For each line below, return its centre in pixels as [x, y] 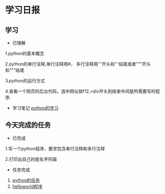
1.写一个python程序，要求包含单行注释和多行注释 [55, 148]
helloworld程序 [27, 186]
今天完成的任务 [28, 125]
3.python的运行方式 [25, 81]
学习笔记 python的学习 [35, 108]
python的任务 [26, 180]
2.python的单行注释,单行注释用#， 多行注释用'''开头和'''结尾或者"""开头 [78, 64]
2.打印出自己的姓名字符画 [31, 159]
